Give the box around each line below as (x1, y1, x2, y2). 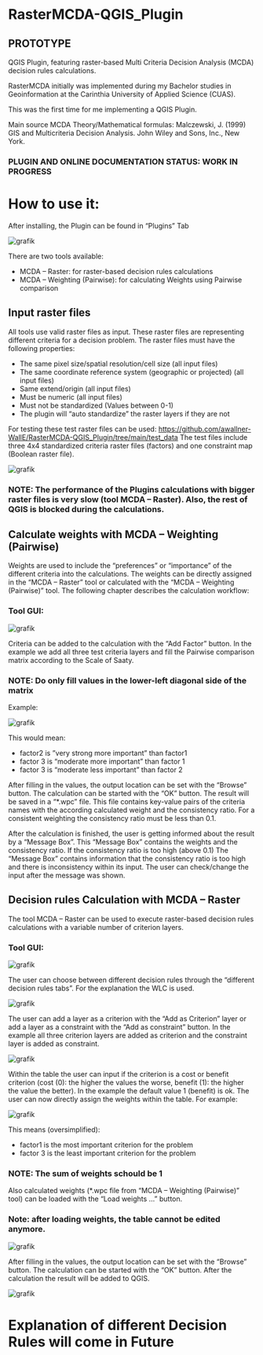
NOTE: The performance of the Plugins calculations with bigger (8, 484, 255, 495)
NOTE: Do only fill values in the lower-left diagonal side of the (8, 675, 247, 686)
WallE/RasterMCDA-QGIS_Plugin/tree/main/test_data (8, 432, 178, 441)
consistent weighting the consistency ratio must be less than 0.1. (8, 814, 217, 822)
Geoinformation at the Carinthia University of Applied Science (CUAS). (8, 90, 236, 99)
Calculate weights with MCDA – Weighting (8, 528, 218, 541)
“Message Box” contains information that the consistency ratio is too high (8, 854, 246, 863)
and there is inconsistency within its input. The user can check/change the (8, 862, 249, 871)
